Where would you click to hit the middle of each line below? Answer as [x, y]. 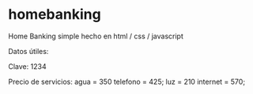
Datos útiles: [28, 51]
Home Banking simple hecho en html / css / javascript [96, 36]
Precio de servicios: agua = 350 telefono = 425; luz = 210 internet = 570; [127, 81]
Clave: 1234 [27, 66]
